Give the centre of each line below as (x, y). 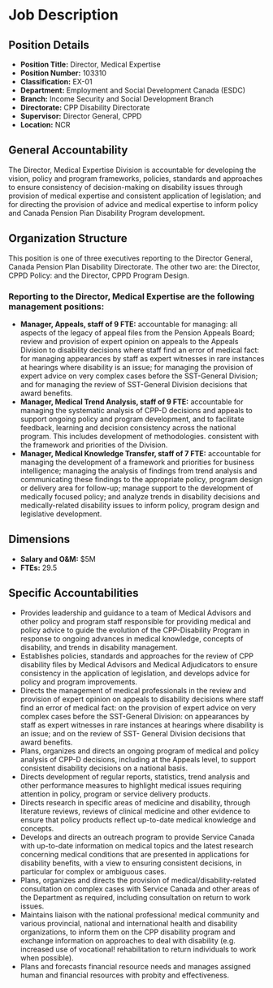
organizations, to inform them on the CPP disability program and (128, 932)
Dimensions (39, 539)
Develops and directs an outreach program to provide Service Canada (137, 837)
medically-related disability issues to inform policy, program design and (140, 505)
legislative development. (61, 514)
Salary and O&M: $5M (58, 559)
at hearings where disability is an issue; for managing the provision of (136, 367)
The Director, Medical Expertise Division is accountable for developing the (132, 170)
